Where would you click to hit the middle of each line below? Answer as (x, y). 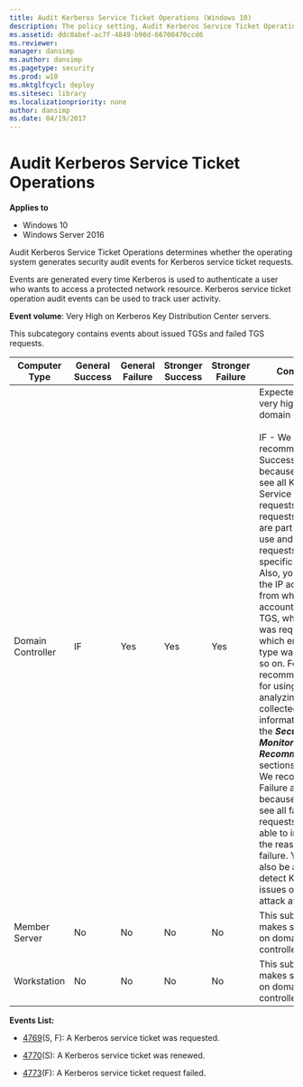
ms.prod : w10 (34, 77)
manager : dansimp (42, 52)
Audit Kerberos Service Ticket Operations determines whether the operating (151, 252)
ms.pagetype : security (52, 69)
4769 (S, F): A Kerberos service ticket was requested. (121, 1038)
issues (272, 890)
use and (275, 539)
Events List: (32, 1021)
